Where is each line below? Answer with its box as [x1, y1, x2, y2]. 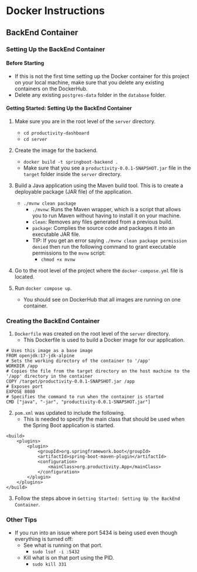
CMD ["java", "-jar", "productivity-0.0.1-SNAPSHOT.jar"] [6, 399, 151, 405]
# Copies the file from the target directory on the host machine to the [6, 368, 191, 374]
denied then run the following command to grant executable [32, 243, 176, 250]
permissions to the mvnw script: [32, 249, 106, 256]
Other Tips [6, 516, 37, 524]
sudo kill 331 [32, 561, 67, 567]
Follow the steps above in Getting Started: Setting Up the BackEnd [14, 495, 181, 502]
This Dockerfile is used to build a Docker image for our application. [23, 336, 185, 344]
